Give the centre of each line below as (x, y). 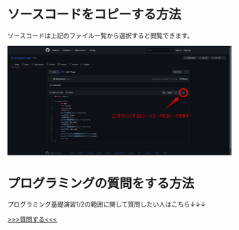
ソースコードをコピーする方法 (94, 15)
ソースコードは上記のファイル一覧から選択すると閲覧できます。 (100, 35)
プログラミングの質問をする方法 (101, 184)
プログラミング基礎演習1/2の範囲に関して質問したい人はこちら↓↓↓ (107, 204)
